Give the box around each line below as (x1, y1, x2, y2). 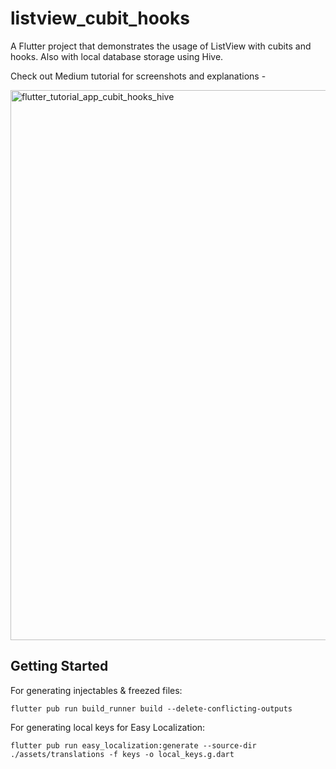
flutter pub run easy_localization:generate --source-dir (10, 740, 257, 751)
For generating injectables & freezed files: (10, 684, 183, 696)
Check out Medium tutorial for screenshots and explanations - (10, 70, 267, 82)
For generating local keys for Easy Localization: (10, 721, 206, 733)
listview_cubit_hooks (10, 7, 190, 30)
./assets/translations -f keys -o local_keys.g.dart (10, 749, 235, 759)
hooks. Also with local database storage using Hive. (10, 50, 224, 62)
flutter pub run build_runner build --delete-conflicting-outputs (10, 703, 293, 714)
